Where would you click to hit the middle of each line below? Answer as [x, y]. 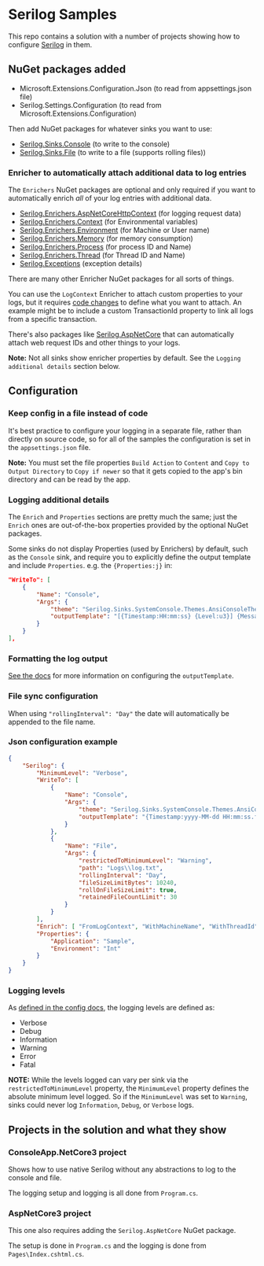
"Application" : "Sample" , [92, 941]
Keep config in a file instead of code [78, 413]
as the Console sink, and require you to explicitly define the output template [130, 557]
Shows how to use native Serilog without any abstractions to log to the [122, 1169]
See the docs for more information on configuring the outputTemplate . [121, 676]
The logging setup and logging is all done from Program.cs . [103, 1193]
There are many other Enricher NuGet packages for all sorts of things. [121, 279]
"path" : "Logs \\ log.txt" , [121, 868]
